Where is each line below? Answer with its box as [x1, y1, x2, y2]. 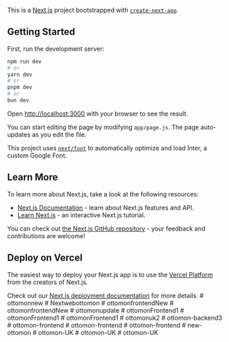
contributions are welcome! [7, 231, 85, 240]
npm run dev [7, 58, 42, 65]
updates [7, 130, 31, 139]
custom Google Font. [7, 151, 67, 160]
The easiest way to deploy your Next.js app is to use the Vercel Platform [7, 270, 214, 279]
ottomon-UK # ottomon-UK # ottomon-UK [37, 328, 158, 336]
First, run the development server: [7, 45, 105, 53]
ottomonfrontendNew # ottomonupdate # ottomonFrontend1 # [7, 306, 185, 314]
